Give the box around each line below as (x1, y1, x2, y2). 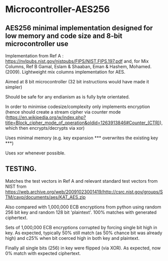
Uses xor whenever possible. (5, 150, 66, 156)
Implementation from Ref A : (5, 53, 64, 59)
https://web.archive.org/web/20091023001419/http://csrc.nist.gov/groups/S (5, 188, 163, 195)
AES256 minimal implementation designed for (5, 24, 153, 32)
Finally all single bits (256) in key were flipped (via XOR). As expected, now (5, 245, 161, 251)
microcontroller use (5, 39, 69, 48)
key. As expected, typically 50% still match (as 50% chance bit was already (5, 230, 162, 236)
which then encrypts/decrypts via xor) (5, 125, 85, 131)
